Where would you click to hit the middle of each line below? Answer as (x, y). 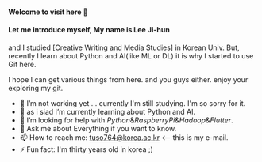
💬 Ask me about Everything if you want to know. (98, 128)
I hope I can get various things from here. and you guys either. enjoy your (128, 79)
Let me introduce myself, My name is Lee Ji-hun (89, 30)
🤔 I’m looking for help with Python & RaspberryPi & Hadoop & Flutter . (126, 120)
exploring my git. (36, 88)
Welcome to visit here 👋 (48, 12)
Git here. (23, 64)
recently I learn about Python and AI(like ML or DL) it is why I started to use (131, 55)
